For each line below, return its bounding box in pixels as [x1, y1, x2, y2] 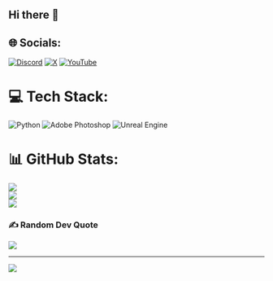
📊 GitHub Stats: [8, 150, 119, 169]
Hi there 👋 [8, 8, 59, 22]
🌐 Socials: [8, 36, 62, 50]
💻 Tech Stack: [8, 87, 109, 106]
